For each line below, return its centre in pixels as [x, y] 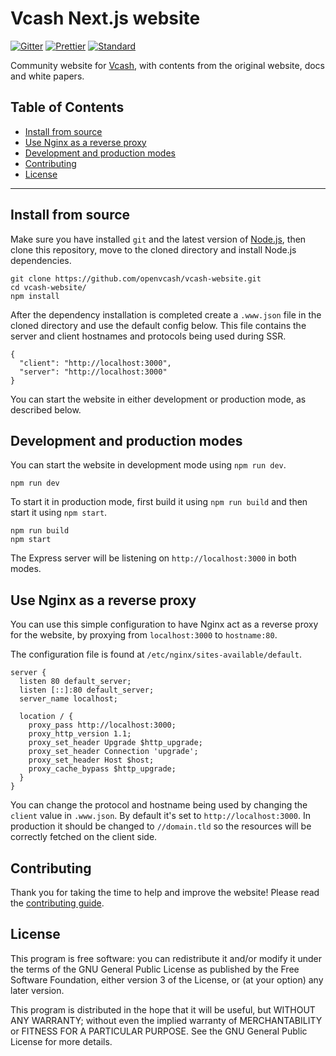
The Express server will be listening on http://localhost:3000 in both [153, 558]
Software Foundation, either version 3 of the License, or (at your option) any [167, 979]
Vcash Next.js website [105, 18]
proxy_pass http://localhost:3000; [102, 725]
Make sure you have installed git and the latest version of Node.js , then [158, 239]
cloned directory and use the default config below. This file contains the [158, 325]
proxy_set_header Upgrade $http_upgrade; [115, 743]
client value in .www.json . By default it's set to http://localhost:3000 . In [160, 816]
